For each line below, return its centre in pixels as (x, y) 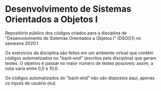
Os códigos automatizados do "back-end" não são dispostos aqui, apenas (80, 78)
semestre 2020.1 (22, 43)
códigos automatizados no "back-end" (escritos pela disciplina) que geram (81, 58)
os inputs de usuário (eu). (31, 83)
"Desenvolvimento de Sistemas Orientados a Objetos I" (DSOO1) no (73, 38)
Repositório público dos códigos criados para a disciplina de (66, 33)
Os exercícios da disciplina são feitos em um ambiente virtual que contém (79, 53)
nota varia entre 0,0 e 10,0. (32, 68)
